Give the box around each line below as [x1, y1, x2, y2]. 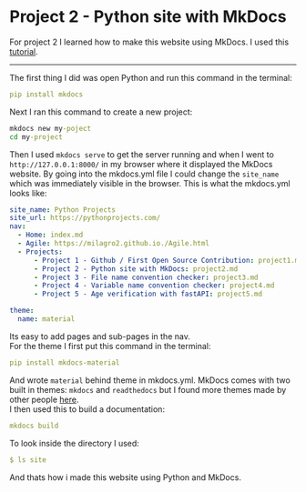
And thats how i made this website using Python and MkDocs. [9, 471, 241, 483]
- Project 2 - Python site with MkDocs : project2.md [33, 264, 239, 274]
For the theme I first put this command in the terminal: [9, 340, 211, 351]
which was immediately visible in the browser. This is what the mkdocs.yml [9, 177, 291, 188]
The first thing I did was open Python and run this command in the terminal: [9, 72, 293, 83]
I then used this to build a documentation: [9, 403, 166, 415]
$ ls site [9, 455, 47, 465]
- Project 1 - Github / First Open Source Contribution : [33, 256, 255, 265]
